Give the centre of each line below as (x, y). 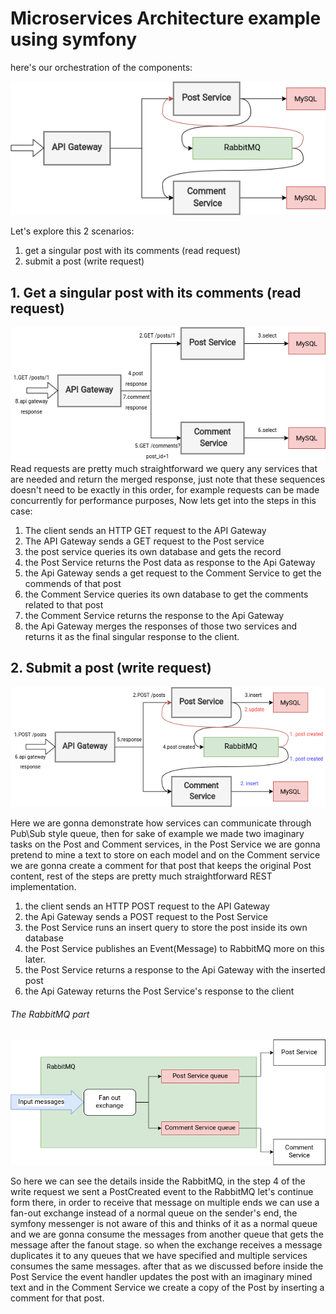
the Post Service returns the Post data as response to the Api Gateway (170, 562)
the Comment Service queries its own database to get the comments (166, 594)
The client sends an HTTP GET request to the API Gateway (145, 530)
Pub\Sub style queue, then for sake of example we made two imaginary (157, 834)
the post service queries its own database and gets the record (153, 551)
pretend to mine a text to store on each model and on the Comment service (165, 855)
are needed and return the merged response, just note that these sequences (168, 479)
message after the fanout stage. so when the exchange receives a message (166, 1245)
